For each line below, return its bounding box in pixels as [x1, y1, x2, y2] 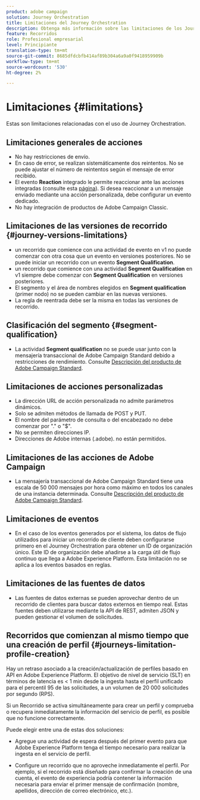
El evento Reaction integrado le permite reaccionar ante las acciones [14, 179, 185, 185]
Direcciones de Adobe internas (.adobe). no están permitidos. [14, 435, 167, 442]
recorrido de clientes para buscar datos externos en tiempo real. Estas [14, 601, 188, 608]
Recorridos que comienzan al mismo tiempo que [6, 630, 189, 640]
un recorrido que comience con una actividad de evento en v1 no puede [14, 246, 192, 253]
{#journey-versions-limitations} [6, 230, 128, 240]
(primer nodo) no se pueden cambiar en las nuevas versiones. [14, 290, 168, 298]
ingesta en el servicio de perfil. [14, 750, 91, 757]
